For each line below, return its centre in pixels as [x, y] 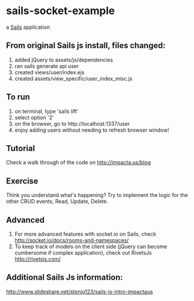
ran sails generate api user [47, 66]
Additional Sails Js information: [64, 277]
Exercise [22, 181]
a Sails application [28, 27]
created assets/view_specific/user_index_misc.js [74, 78]
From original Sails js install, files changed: [86, 46]
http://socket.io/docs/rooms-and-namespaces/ [72, 240]
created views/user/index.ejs [50, 72]
